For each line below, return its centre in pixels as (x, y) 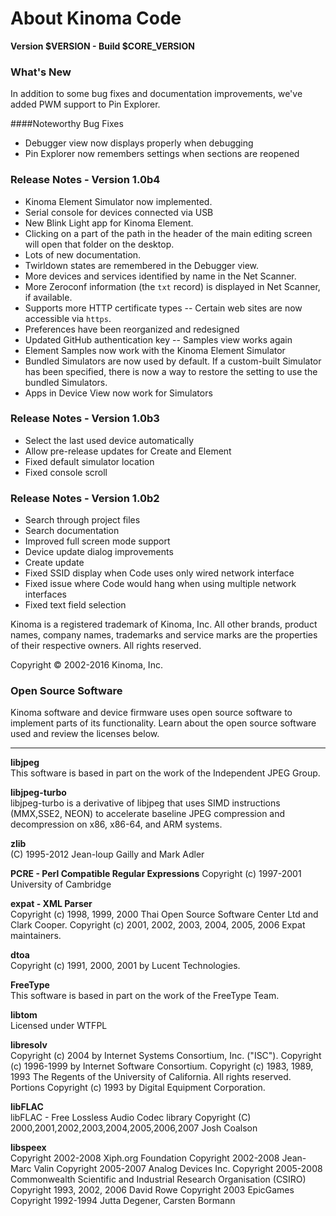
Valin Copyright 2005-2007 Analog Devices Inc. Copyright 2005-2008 (178, 1169)
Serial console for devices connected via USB (119, 212)
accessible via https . (68, 318)
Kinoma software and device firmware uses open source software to (151, 713)
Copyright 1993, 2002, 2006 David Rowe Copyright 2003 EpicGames (152, 1190)
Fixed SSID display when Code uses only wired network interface (159, 573)
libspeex (28, 1148)
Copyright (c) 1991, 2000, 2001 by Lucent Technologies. (125, 966)
